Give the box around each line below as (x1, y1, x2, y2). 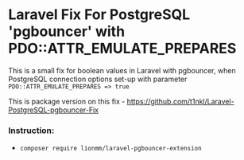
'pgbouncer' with (8, 22, 126, 41)
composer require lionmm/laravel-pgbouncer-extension (19, 145, 202, 153)
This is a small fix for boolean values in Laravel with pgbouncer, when (8, 65, 236, 75)
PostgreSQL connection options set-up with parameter (8, 74, 188, 84)
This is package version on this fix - (8, 96, 126, 106)
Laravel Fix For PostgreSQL (8, 6, 191, 24)
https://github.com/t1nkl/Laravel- (126, 96, 234, 106)
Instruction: (8, 125, 55, 136)
